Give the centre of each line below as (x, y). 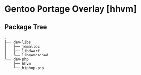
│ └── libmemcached (27, 55)
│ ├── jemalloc (22, 47)
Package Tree (26, 27)
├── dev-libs (18, 42)
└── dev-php (17, 59)
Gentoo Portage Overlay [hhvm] (71, 9)
